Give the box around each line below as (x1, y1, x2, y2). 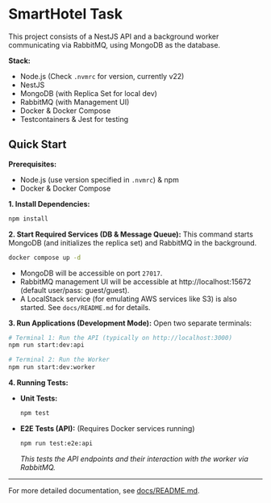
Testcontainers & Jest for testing (19, 114, 129, 124)
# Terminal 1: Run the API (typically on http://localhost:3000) (8, 333, 232, 342)
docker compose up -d (8, 254, 81, 262)
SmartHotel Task (8, 5, 123, 23)
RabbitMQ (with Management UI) (19, 97, 130, 107)
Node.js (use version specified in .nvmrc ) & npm (19, 174, 179, 184)
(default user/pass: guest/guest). (19, 285, 130, 295)
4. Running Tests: (8, 378, 69, 388)
